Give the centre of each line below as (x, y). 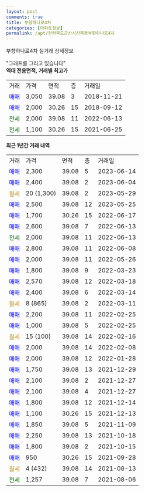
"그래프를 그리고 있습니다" (36, 63)
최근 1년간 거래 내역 (28, 146)
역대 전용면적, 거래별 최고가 (37, 70)
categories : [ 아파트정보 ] (34, 28)
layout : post (22, 11)
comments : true (25, 17)
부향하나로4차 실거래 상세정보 (40, 51)
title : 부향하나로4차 (29, 22)
